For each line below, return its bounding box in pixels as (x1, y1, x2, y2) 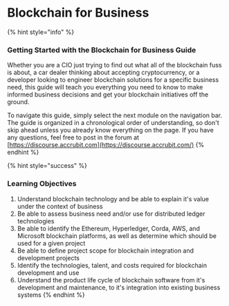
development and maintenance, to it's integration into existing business (17, 283, 221, 291)
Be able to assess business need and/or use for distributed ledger (17, 210, 205, 218)
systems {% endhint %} (17, 290, 85, 299)
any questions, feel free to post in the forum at (7, 133, 140, 142)
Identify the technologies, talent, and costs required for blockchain (17, 261, 208, 269)
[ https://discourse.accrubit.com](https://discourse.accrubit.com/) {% (7, 141, 205, 149)
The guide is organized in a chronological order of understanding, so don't (7, 119, 219, 127)
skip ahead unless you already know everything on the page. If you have (7, 126, 214, 135)
